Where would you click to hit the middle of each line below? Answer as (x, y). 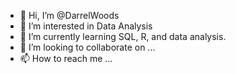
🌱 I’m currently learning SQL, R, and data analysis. (123, 36)
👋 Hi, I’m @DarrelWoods (69, 15)
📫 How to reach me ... (66, 58)
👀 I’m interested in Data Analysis (86, 26)
